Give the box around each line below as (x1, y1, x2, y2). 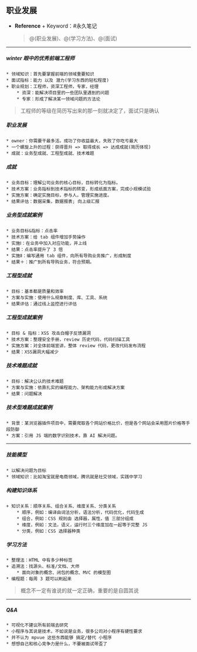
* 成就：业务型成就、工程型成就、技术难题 (6, 150, 95, 156)
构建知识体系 (6, 487, 37, 494)
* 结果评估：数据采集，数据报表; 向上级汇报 (6, 199, 100, 204)
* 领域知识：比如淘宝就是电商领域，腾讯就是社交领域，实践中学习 (6, 473, 142, 480)
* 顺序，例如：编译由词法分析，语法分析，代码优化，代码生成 (16, 509, 144, 515)
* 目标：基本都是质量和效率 (6, 288, 64, 294)
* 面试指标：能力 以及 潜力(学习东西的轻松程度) (6, 77, 110, 83)
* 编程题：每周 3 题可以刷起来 (6, 576, 72, 582)
